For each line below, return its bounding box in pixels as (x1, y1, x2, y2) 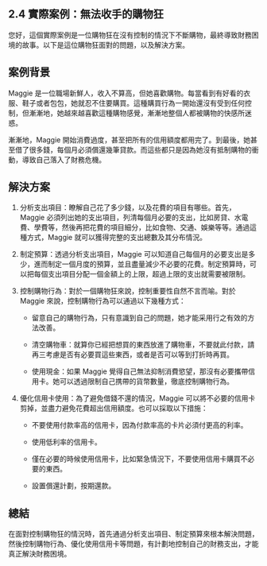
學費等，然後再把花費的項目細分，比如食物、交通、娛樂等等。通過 (33, 223, 250, 232)
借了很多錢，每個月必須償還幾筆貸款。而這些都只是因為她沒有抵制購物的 (14, 145, 252, 154)
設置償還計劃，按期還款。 (31, 481, 116, 490)
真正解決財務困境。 (8, 549, 72, 559)
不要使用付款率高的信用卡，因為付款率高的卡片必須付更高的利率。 (31, 421, 248, 430)
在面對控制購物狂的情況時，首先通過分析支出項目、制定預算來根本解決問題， (8, 529, 259, 539)
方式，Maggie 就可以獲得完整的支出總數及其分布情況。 (26, 233, 207, 242)
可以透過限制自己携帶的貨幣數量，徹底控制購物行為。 (59, 377, 234, 386)
